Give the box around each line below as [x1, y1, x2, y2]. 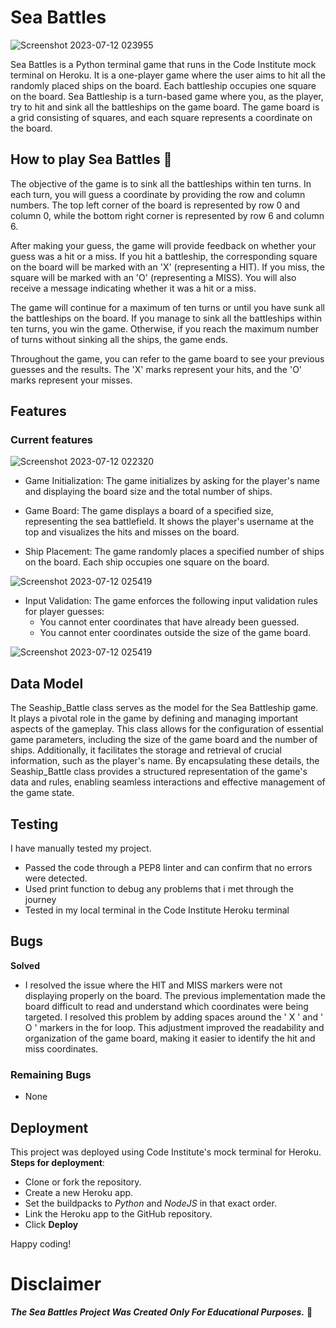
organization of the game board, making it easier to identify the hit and [24, 1032, 316, 1044]
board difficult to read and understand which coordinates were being [24, 1000, 309, 1012]
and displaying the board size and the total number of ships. [24, 486, 273, 498]
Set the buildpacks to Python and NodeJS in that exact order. [24, 1197, 277, 1209]
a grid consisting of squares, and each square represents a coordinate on [10, 111, 313, 123]
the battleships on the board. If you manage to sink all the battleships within [10, 312, 322, 324]
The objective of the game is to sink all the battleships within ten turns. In [10, 177, 312, 190]
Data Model [10, 675, 84, 692]
